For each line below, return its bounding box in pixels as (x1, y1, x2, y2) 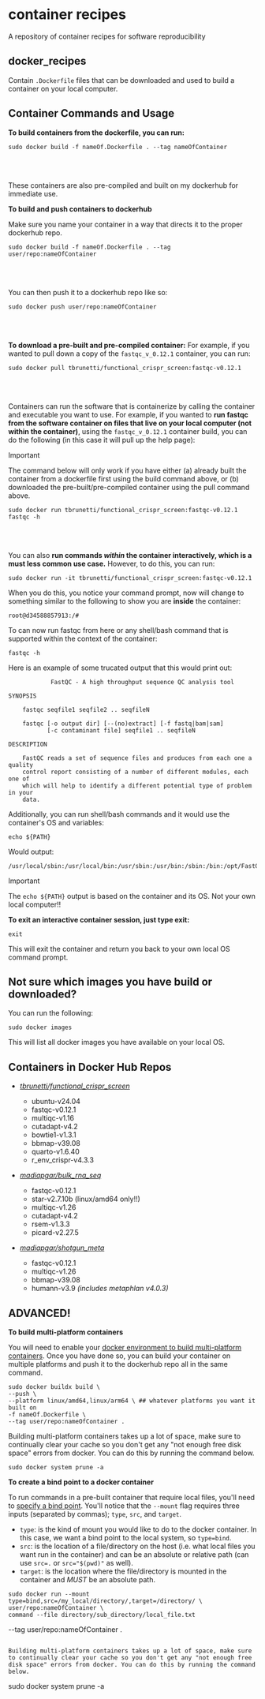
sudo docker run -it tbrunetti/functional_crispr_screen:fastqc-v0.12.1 (8, 574, 252, 582)
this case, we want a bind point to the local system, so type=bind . (19, 1533, 232, 1542)
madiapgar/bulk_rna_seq (19, 1170, 102, 1181)
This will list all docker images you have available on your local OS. (8, 1038, 225, 1047)
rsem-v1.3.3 (31, 1219, 70, 1229)
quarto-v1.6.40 (31, 1147, 80, 1157)
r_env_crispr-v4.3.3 (31, 1155, 95, 1165)
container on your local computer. (8, 84, 118, 93)
